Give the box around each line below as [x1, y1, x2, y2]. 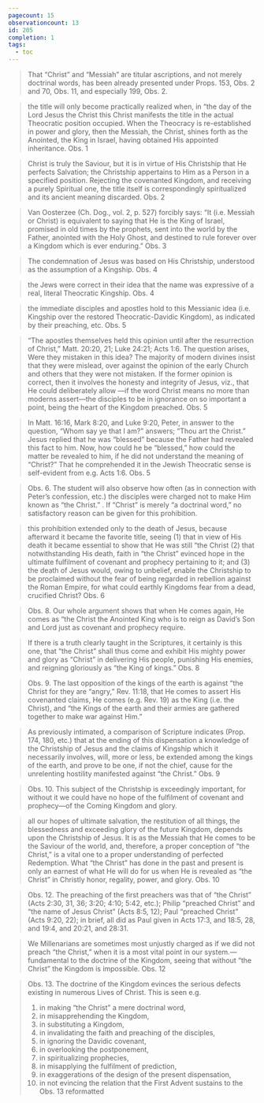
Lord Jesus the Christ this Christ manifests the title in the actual [27, 110, 234, 119]
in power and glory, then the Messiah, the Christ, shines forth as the [27, 127, 248, 136]
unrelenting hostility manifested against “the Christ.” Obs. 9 [27, 769, 221, 778]
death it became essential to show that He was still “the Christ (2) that [27, 540, 255, 550]
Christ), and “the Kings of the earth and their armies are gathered [27, 704, 240, 713]
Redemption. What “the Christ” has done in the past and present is [27, 858, 244, 867]
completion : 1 [8, 33, 55, 42]
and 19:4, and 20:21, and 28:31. [27, 923, 128, 933]
